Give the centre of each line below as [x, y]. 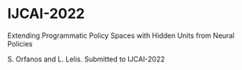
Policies [20, 43]
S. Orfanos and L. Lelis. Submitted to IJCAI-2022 [86, 59]
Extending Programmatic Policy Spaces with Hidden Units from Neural [121, 35]
